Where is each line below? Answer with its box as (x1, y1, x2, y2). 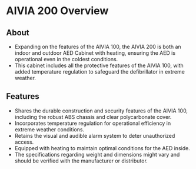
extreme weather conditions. (14, 125, 84, 133)
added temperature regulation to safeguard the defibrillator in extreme (14, 68, 185, 75)
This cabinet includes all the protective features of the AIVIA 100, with (14, 62, 184, 69)
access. (14, 138, 34, 145)
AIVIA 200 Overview (6, 4, 109, 18)
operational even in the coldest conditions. (14, 56, 118, 62)
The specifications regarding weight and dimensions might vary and (14, 151, 180, 158)
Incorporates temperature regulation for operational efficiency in (14, 120, 171, 127)
